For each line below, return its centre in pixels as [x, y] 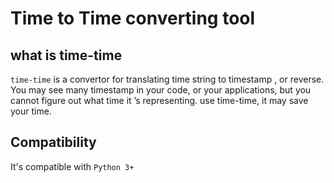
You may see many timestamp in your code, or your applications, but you [161, 90]
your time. [31, 111]
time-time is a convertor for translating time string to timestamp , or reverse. [167, 79]
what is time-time [66, 55]
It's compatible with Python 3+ [72, 166]
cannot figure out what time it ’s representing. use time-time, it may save [159, 100]
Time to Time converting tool [133, 18]
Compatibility [53, 142]
